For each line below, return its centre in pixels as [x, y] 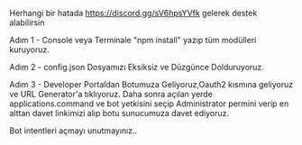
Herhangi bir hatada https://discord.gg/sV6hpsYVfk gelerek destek [133, 13]
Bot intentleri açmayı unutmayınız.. [73, 131]
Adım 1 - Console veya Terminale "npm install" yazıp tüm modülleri [133, 40]
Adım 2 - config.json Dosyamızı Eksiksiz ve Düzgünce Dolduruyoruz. [137, 67]
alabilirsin [27, 23]
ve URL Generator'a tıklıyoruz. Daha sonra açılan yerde [111, 94]
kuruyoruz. [29, 50]
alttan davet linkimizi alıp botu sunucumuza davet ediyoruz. [119, 113]
